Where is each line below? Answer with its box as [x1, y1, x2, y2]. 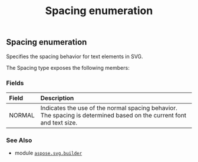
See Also [6, 136, 32, 144]
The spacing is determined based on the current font [40, 111, 187, 119]
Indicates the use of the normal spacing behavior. [40, 104, 178, 112]
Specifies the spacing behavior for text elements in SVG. [6, 53, 143, 60]
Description [40, 94, 74, 102]
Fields [6, 79, 24, 87]
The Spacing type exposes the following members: [6, 64, 130, 71]
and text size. [40, 119, 78, 127]
